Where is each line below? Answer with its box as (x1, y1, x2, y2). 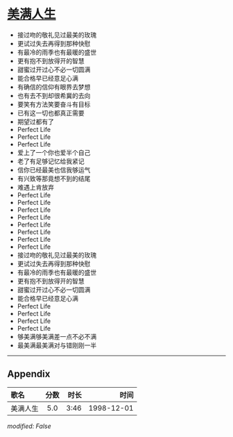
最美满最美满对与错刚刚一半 (17, 341, 97, 349)
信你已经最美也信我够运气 (17, 165, 91, 174)
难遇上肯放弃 (17, 183, 54, 191)
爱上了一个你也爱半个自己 (17, 148, 91, 156)
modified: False (7, 422, 52, 430)
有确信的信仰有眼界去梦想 (17, 83, 91, 91)
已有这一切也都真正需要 (17, 108, 85, 117)
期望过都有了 (17, 117, 54, 126)
